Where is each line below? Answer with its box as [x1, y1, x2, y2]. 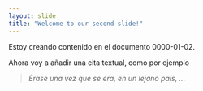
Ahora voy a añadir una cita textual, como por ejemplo [8, 58, 189, 67]
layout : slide [8, 11, 57, 20]
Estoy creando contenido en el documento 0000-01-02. [8, 41, 196, 51]
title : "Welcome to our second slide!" [8, 19, 144, 28]
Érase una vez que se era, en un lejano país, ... [28, 73, 186, 83]
